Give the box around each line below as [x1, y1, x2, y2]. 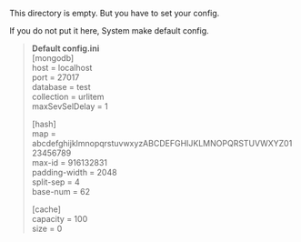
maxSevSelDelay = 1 [31, 101, 108, 112]
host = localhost [31, 63, 93, 73]
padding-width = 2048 [31, 167, 117, 177]
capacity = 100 [31, 214, 88, 224]
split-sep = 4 [31, 176, 80, 187]
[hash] [31, 118, 56, 129]
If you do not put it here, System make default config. [9, 25, 209, 35]
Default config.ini [31, 43, 100, 54]
